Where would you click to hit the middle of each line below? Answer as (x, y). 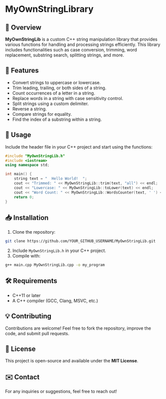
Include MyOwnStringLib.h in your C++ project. (59, 250)
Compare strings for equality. (42, 114)
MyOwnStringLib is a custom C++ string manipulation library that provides (81, 39)
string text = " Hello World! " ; (51, 179)
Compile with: (26, 256)
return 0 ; (24, 197)
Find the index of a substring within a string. (57, 119)
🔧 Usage (18, 135)
